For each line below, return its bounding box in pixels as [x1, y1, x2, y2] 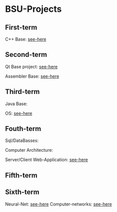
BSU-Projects [5, 3, 62, 15]
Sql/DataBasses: [5, 137, 39, 144]
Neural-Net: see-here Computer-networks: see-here [5, 201, 112, 207]
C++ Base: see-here [5, 36, 47, 42]
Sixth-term [5, 188, 39, 196]
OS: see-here [5, 110, 33, 116]
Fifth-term [5, 171, 38, 179]
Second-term [5, 50, 47, 59]
